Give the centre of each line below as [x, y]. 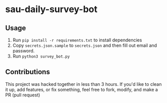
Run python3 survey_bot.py [41, 56]
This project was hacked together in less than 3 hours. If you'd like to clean [83, 84]
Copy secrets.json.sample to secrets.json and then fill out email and [85, 45]
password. [24, 51]
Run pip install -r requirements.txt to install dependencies [77, 40]
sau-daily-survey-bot [51, 9]
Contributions [28, 72]
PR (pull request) [23, 95]
